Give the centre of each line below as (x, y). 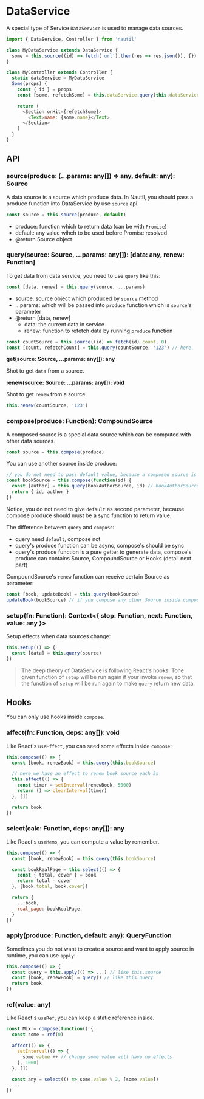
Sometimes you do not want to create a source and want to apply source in (100, 949)
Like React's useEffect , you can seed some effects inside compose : (89, 746)
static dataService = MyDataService (58, 78)
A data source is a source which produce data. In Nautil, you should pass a (100, 197)
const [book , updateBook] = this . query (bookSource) (73, 594)
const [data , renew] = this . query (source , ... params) (76, 287)
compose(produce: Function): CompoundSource (80, 421)
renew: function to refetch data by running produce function (98, 331)
